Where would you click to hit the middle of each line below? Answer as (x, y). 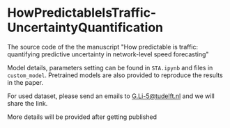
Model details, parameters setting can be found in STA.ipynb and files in (110, 67)
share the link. (28, 103)
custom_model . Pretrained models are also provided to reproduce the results (115, 75)
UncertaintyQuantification (85, 27)
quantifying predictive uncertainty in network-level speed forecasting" (108, 54)
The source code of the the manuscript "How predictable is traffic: (103, 47)
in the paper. (25, 82)
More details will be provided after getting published (82, 117)
